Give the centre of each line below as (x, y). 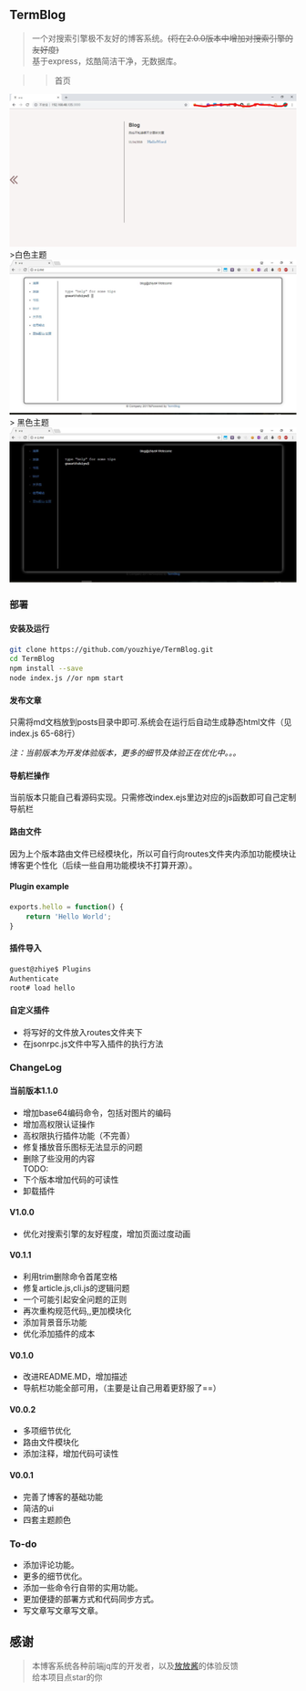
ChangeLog (36, 1067)
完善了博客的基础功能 (62, 1497)
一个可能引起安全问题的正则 (75, 1299)
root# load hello (42, 988)
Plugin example (40, 887)
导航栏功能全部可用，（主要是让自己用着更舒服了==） (122, 1388)
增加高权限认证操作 (59, 1124)
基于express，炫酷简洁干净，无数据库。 (107, 61)
